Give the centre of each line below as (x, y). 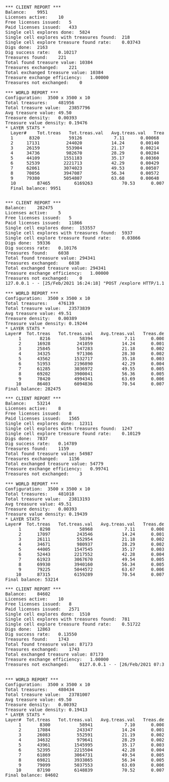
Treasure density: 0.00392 (41, 705)
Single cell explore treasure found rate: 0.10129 (73, 434)
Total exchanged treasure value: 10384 (54, 72)
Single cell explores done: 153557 (50, 228)
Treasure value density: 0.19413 (47, 710)
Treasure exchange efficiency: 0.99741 (57, 469)
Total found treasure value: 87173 (49, 644)
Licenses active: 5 (33, 213)
